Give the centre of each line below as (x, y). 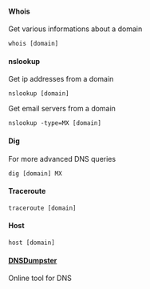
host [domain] (32, 243)
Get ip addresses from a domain (61, 79)
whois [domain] (34, 44)
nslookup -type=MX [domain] (55, 123)
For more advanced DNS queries (62, 159)
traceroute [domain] (43, 208)
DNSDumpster (33, 260)
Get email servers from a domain (62, 109)
